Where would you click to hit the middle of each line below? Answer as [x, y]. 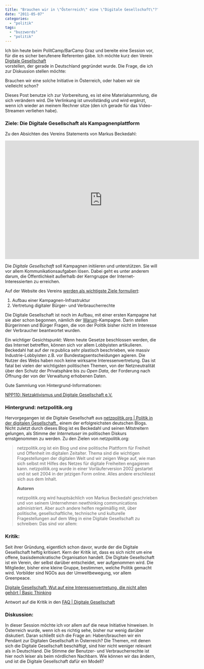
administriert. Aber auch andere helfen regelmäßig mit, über [77, 508]
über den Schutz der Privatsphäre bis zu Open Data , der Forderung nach [78, 371]
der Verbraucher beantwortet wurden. [43, 331]
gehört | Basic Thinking [28, 592]
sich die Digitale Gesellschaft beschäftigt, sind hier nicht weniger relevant [78, 646]
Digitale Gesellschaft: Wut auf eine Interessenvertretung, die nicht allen [76, 587]
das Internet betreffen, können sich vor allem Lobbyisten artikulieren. [74, 345]
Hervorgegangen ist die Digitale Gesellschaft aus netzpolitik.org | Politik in [79, 418]
